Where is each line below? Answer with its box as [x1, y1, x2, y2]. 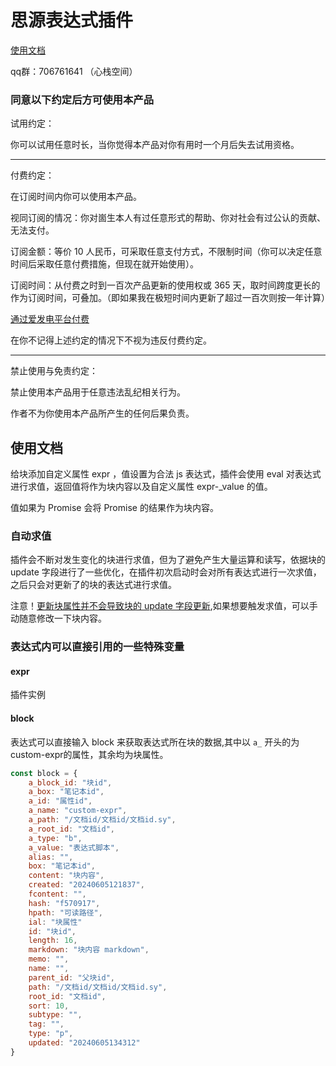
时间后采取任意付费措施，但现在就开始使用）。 [10, 258, 199, 270]
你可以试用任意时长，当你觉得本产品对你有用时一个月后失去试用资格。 [10, 139, 300, 151]
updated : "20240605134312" [28, 1038, 141, 1048]
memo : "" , [28, 954, 70, 965]
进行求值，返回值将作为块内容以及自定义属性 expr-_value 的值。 [10, 481, 273, 493]
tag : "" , [28, 1019, 65, 1030]
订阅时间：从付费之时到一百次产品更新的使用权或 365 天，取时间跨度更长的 [10, 279, 321, 291]
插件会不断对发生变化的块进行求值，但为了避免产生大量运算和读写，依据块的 [10, 554, 326, 566]
